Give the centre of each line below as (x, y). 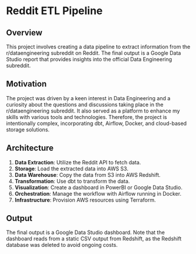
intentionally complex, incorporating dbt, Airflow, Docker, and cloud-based (97, 123)
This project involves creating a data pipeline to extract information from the (98, 47)
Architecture (30, 148)
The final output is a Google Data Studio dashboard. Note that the (85, 232)
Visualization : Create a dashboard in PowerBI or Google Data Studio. (98, 187)
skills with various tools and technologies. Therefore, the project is (87, 117)
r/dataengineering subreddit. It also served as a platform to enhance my (93, 111)
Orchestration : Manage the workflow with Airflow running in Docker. (98, 193)
